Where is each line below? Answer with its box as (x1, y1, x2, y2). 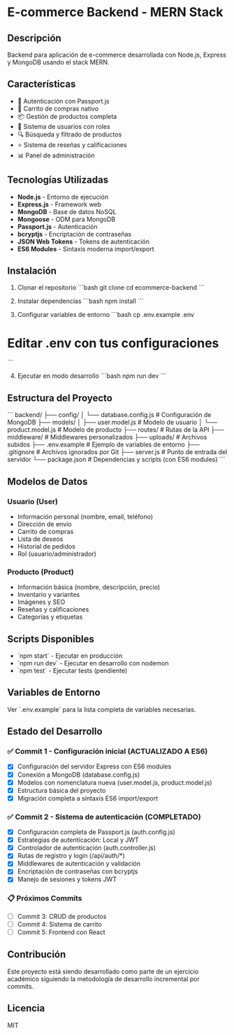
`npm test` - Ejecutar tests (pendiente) (17, 666, 128, 675)
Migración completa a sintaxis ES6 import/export (17, 794, 159, 802)
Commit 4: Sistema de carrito (17, 920, 103, 928)
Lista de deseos (17, 535, 64, 543)
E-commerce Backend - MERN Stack (7, 4, 224, 20)
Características (7, 78, 76, 90)
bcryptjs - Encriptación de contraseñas (17, 230, 131, 238)
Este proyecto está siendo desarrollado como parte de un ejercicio (7, 967, 199, 976)
